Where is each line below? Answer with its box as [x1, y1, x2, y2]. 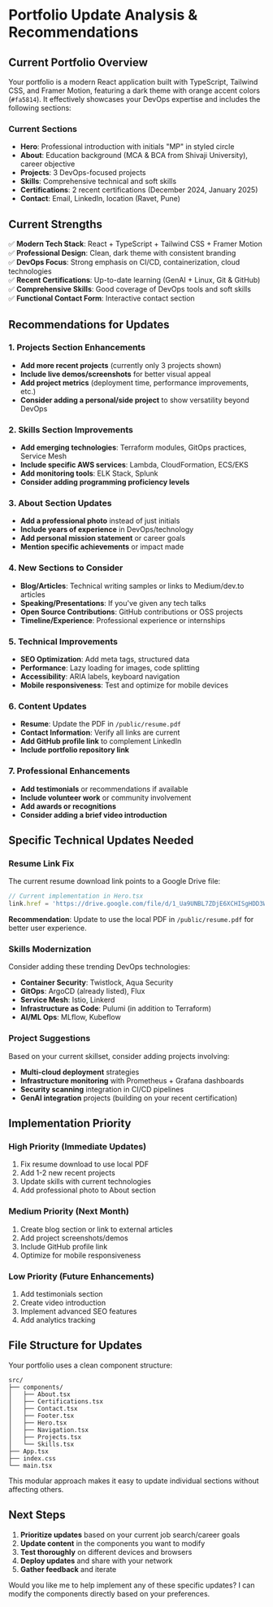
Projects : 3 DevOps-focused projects [19, 168, 146, 178]
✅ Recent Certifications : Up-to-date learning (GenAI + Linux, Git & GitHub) [8, 275, 261, 285]
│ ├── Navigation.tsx [8, 1425, 89, 1434]
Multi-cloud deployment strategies [19, 1067, 140, 1077]
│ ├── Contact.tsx [8, 1404, 79, 1412]
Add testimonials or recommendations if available [19, 784, 188, 793]
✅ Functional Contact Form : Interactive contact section [8, 293, 195, 303]
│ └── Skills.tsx [8, 1440, 75, 1448]
